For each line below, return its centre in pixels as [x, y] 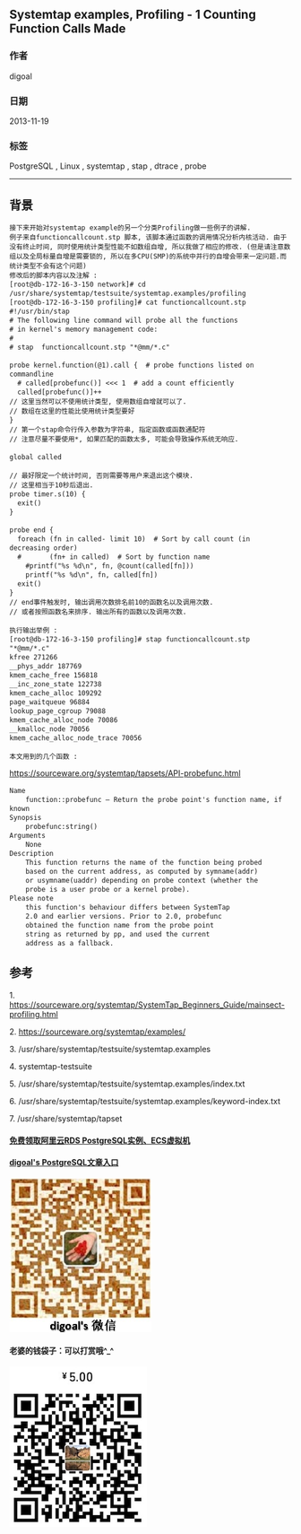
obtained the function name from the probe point [120, 926]
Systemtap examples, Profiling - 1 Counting [133, 15]
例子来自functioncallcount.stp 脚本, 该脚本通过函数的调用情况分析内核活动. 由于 [148, 238]
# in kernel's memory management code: [84, 330]
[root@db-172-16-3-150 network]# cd [77, 285]
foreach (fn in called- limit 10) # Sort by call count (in [134, 539]
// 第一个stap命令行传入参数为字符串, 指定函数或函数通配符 [107, 430]
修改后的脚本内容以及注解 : [54, 276]
